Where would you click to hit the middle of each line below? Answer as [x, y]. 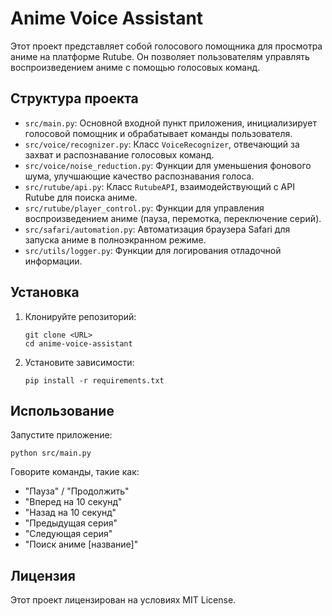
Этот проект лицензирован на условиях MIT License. [123, 600]
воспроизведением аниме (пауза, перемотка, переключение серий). [173, 218]
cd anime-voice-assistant [78, 343]
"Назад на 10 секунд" [70, 513]
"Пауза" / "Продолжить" [77, 491]
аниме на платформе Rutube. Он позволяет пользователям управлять [160, 56]
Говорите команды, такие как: [75, 472]
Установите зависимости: [79, 362]
